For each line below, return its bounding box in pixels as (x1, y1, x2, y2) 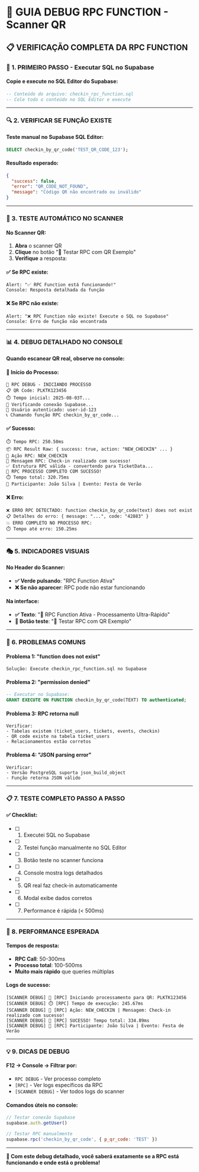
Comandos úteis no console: (6, 1101, 78, 1108)
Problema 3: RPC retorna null (6, 709, 79, 717)
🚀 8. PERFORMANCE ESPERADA (6, 927, 99, 936)
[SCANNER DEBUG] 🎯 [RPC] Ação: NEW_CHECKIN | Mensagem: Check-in (6, 1007, 171, 1013)
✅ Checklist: (6, 812, 38, 819)
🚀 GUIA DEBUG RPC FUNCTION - (6, 5, 169, 19)
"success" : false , (11, 178, 57, 184)
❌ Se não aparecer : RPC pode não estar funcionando (14, 584, 145, 591)
